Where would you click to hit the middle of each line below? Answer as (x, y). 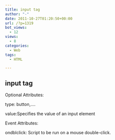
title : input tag (23, 9)
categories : (17, 46)
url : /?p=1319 (19, 23)
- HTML (16, 59)
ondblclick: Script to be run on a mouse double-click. (58, 133)
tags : (10, 55)
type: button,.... (20, 105)
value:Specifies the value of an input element (50, 114)
